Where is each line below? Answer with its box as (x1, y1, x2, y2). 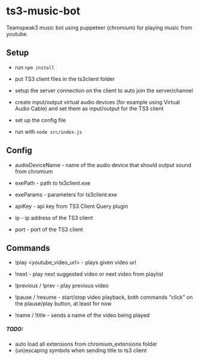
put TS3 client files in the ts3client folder (14, 75, 115, 82)
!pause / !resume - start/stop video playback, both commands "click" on (14, 294, 193, 301)
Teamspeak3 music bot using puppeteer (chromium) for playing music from (6, 24, 192, 31)
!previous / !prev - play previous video (14, 282, 109, 289)
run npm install (14, 63, 55, 71)
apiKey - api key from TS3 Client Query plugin (14, 202, 128, 210)
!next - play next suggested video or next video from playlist (14, 271, 164, 278)
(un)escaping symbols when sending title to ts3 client (14, 347, 147, 354)
